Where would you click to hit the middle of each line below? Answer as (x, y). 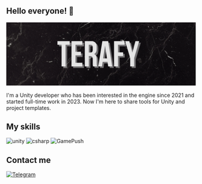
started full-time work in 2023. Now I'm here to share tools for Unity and (96, 101)
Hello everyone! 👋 (40, 11)
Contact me (29, 160)
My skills (23, 127)
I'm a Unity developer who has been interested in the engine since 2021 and (100, 95)
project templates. (29, 108)
